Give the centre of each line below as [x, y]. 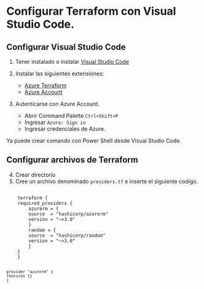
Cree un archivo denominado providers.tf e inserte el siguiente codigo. [107, 181]
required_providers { [45, 203]
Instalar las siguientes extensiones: [60, 74]
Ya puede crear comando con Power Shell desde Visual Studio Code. [94, 141]
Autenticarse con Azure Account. [57, 104]
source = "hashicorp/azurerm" [69, 214]
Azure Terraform [45, 85]
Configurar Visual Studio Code [66, 47]
